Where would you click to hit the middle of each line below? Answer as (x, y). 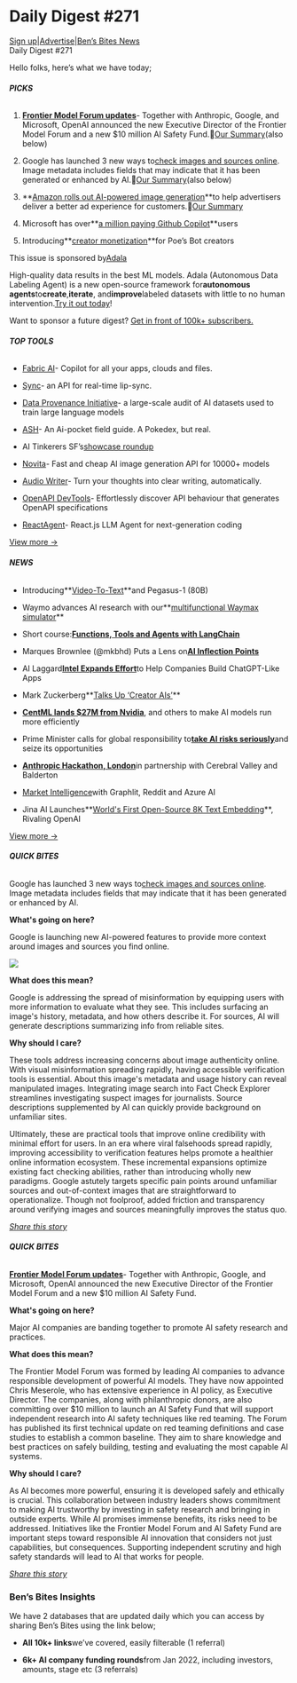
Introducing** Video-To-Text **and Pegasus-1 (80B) (115, 590)
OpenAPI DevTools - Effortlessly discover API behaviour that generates (151, 498)
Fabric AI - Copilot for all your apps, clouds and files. (117, 368)
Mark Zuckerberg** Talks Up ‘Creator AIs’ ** (101, 695)
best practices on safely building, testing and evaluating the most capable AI (149, 1446)
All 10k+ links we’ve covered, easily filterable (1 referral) (124, 1643)
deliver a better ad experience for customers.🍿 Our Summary (133, 207)
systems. (26, 1456)
